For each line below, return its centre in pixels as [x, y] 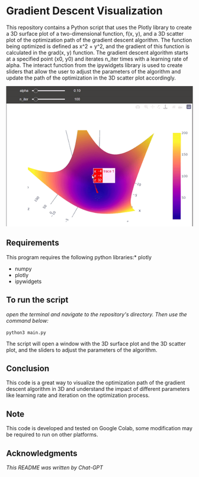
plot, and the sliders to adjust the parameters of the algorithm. [82, 350]
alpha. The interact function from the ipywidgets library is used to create [94, 65]
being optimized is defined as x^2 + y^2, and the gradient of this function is [98, 46]
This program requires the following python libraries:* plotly [79, 257]
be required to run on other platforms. [52, 435]
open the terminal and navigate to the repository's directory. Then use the [97, 314]
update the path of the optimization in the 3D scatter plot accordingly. [91, 78]
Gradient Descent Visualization [84, 11]
